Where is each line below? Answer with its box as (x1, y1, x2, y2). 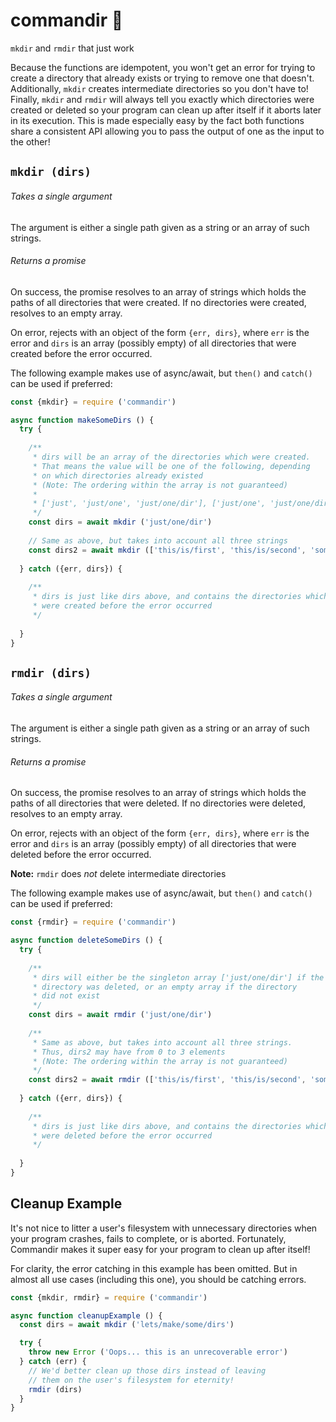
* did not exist (32, 991, 101, 1001)
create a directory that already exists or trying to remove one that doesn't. (10, 72, 315, 84)
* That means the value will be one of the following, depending (32, 461, 311, 471)
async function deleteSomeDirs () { (10, 935, 163, 946)
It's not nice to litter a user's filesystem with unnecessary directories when (10, 1222, 318, 1234)
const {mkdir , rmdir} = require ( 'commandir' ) (10, 1292, 208, 1303)
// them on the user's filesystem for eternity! (28, 1375, 235, 1385)
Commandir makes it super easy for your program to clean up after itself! (10, 1243, 311, 1255)
